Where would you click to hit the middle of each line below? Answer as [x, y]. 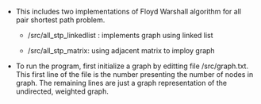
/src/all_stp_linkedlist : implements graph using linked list [120, 35]
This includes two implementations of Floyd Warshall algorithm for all [129, 12]
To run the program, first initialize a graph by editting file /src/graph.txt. [132, 66]
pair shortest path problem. [60, 20]
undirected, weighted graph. [62, 91]
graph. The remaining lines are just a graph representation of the [121, 83]
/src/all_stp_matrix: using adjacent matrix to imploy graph [121, 50]
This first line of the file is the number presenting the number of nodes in [134, 74]
